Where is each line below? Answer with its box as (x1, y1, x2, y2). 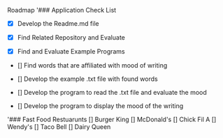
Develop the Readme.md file (17, 20, 99, 27)
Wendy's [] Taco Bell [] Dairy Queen (7, 123, 111, 131)
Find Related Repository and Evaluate (17, 33, 126, 42)
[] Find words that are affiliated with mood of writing (17, 61, 168, 70)
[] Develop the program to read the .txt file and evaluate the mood (17, 89, 208, 97)
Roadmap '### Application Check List (7, 6, 117, 14)
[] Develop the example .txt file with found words (17, 75, 159, 83)
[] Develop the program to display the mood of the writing (17, 102, 184, 110)
